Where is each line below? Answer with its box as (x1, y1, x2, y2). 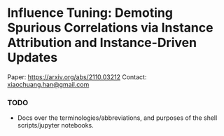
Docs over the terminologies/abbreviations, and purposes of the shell (17, 114, 218, 122)
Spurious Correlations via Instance (7, 20, 213, 36)
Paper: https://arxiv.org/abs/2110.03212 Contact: (7, 72, 147, 81)
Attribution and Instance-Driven (7, 35, 197, 50)
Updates (7, 50, 58, 66)
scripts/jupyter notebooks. (17, 121, 94, 130)
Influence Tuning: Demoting (7, 5, 174, 21)
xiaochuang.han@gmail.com (7, 80, 90, 88)
